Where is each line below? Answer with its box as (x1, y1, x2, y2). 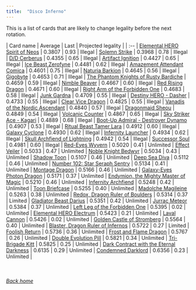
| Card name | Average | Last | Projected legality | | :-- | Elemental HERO (6, 42, 179, 49)
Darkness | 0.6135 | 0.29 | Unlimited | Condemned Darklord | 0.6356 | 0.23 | (6, 246, 188, 254)
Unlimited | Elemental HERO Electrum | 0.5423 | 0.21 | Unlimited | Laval (6, 209, 176, 216)
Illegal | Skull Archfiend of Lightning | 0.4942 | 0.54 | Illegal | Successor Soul (6, 135, 190, 142)
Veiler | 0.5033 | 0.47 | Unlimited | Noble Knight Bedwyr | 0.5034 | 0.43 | (6, 147, 180, 155)
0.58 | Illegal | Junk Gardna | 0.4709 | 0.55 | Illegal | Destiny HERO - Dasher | (6, 92, 190, 99)
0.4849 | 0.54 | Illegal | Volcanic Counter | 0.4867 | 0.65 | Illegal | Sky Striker (6, 110, 190, 117)
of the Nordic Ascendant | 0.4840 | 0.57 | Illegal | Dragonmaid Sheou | (6, 104, 175, 111)
